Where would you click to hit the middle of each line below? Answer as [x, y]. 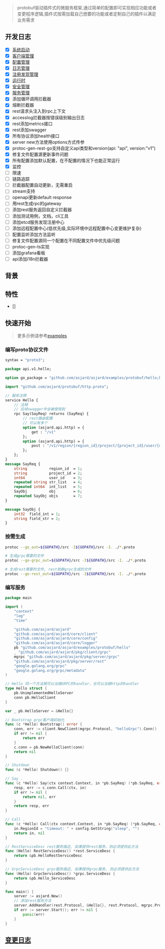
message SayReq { [23, 464]
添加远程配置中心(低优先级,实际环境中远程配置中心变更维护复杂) [77, 228]
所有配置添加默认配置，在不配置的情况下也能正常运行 [66, 160]
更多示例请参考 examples [42, 336]
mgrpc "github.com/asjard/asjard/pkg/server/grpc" [67, 657]
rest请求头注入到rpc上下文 [39, 111]
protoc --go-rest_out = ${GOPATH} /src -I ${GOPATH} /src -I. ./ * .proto [76, 574]
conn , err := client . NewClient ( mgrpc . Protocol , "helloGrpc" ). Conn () [85, 729]
